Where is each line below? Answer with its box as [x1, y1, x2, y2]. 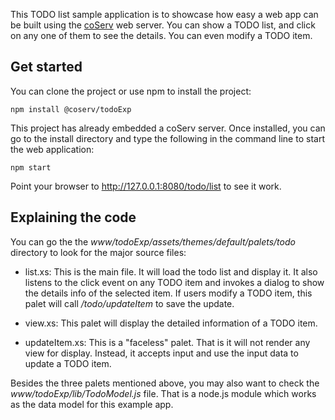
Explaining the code [10, 209, 137, 226]
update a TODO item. [24, 357, 112, 369]
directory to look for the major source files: [10, 246, 187, 258]
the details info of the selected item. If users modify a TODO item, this [24, 287, 313, 299]
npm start [10, 162, 52, 173]
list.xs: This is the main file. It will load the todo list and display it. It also [24, 265, 318, 278]
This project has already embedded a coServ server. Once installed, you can [10, 122, 326, 134]
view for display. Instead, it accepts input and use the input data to [24, 347, 299, 359]
